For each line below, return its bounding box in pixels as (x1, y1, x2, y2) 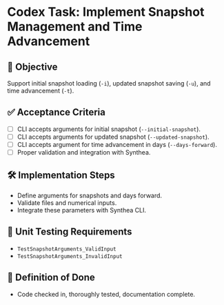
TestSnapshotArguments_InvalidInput (17, 253, 123, 259)
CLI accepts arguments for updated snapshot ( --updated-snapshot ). (17, 132, 210, 141)
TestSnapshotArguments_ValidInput (17, 246, 116, 253)
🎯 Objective (7, 61, 58, 72)
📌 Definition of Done (7, 272, 95, 284)
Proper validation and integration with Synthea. (17, 148, 151, 156)
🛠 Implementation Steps (7, 170, 115, 181)
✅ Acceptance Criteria (7, 106, 105, 118)
